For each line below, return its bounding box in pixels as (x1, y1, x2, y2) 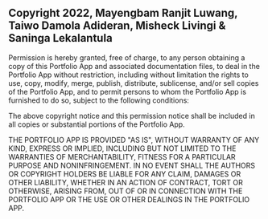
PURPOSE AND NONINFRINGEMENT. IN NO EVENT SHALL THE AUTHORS (8, 160, 256, 170)
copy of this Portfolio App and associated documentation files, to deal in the (8, 61, 260, 71)
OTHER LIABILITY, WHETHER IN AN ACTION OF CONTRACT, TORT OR (8, 177, 243, 187)
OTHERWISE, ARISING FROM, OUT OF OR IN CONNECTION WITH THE (8, 186, 243, 196)
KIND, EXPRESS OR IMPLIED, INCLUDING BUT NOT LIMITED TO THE (8, 144, 237, 153)
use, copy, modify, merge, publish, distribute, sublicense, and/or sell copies (8, 78, 259, 87)
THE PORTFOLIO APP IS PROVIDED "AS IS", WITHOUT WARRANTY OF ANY (8, 135, 260, 144)
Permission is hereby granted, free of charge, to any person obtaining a (8, 52, 245, 63)
